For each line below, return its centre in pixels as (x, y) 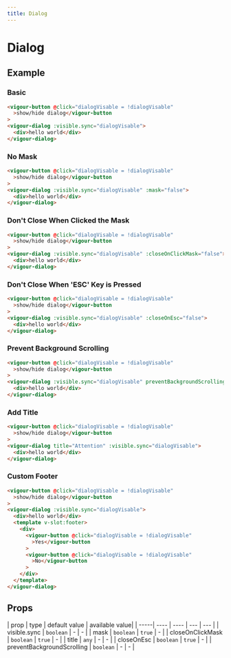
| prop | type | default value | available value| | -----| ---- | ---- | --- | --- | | (113, 625)
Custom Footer (33, 476)
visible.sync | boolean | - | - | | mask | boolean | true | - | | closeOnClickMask (115, 632)
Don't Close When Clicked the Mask (68, 220)
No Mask (22, 156)
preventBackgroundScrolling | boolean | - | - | (71, 647)
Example (26, 73)
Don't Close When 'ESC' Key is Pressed (74, 285)
